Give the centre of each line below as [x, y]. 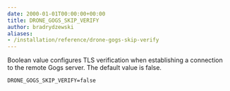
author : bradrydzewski [41, 27]
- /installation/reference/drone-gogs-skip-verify [83, 40]
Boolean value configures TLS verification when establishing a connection [115, 60]
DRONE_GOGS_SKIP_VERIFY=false [52, 81]
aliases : [20, 34]
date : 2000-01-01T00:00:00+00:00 [56, 14]
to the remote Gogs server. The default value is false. [85, 68]
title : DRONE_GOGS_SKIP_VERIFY [53, 20]
